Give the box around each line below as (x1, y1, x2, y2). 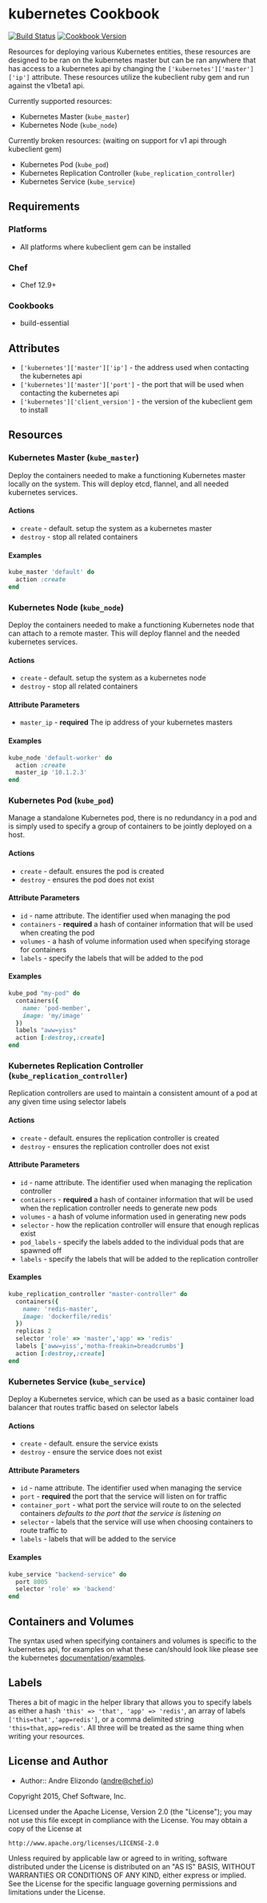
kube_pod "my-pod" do (8, 989, 81, 998)
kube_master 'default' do (8, 569, 94, 576)
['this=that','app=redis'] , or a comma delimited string (8, 1714, 194, 1724)
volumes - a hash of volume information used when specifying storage (19, 936, 250, 946)
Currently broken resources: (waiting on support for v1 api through (8, 135, 227, 145)
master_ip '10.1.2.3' (15, 768, 88, 776)
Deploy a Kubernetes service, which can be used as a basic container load (8, 1394, 254, 1404)
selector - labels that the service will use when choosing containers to (19, 1517, 253, 1527)
